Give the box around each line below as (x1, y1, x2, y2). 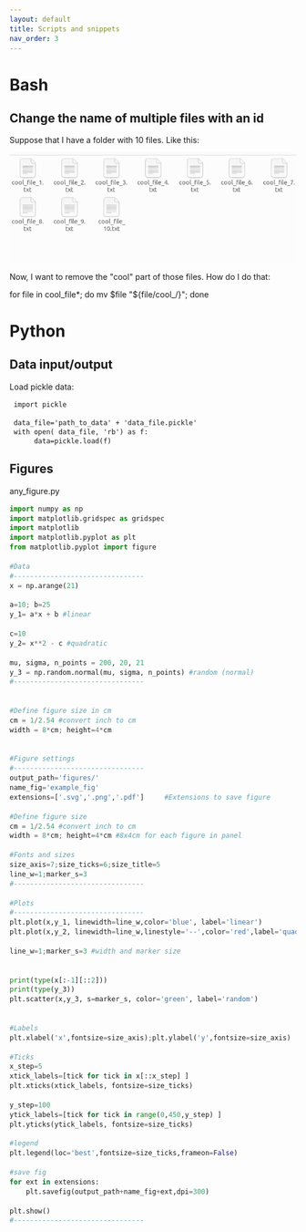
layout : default (9, 15, 71, 24)
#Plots (9, 898, 35, 907)
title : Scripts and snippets (9, 24, 120, 34)
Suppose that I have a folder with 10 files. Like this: (9, 135, 200, 146)
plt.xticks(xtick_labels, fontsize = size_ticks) (9, 1082, 194, 1091)
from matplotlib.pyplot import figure (9, 543, 157, 552)
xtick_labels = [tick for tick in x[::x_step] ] (9, 1072, 189, 1081)
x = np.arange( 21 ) (9, 581, 79, 590)
